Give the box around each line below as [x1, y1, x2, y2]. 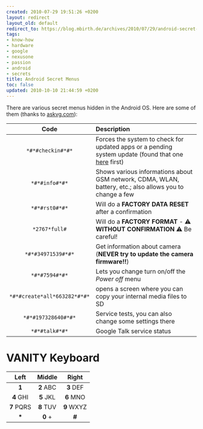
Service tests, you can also [95, 309, 172, 318]
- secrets [6, 71, 31, 77]
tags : [6, 31, 20, 37]
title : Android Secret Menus [6, 76, 80, 82]
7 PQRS [9, 402, 31, 411]
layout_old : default [6, 20, 59, 26]
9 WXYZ [63, 402, 88, 411]
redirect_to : [6, 25, 39, 32]
